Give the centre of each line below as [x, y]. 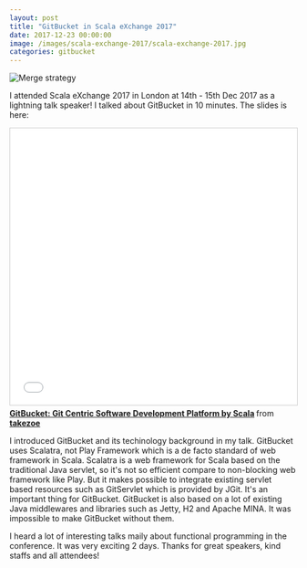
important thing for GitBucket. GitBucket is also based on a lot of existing [146, 500]
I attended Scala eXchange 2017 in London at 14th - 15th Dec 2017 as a [142, 96]
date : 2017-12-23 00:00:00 [61, 35]
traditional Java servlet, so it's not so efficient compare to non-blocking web [153, 470]
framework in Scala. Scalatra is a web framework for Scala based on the [145, 460]
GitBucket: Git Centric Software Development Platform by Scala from [142, 414]
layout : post [34, 18]
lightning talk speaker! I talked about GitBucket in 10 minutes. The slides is [148, 105]
